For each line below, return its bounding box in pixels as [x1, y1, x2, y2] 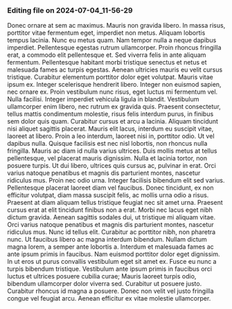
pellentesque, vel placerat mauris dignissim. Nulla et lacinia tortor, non [7, 154, 208, 162]
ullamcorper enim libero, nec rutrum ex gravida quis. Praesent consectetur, [7, 103, 222, 111]
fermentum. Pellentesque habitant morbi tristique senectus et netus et [7, 58, 207, 67]
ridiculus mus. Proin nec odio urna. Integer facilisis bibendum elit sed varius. [7, 176, 225, 185]
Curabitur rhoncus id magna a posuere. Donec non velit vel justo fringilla [7, 287, 214, 295]
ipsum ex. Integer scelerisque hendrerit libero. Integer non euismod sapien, [7, 81, 222, 89]
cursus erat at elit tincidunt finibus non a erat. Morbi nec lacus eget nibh [7, 206, 213, 214]
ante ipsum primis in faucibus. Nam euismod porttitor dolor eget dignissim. [7, 250, 220, 258]
